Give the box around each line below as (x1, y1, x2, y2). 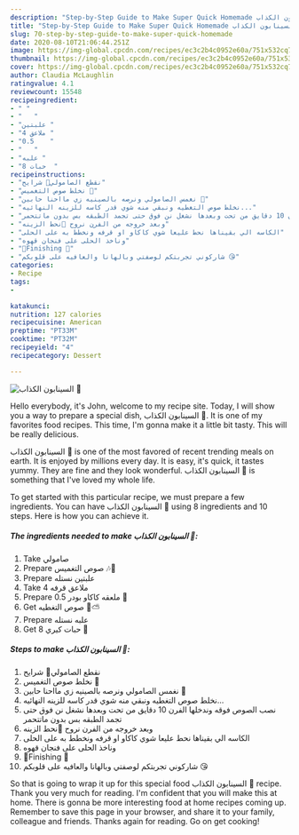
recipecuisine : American (10, 318, 102, 327)
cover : (10, 63, 35, 72)
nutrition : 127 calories (10, 310, 102, 319)
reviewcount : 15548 (10, 87, 83, 96)
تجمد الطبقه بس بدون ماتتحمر (22, 713, 122, 724)
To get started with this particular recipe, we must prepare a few (10, 491, 245, 502)
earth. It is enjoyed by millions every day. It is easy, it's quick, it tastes (10, 455, 264, 466)
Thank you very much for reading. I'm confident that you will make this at (10, 787, 278, 798)
